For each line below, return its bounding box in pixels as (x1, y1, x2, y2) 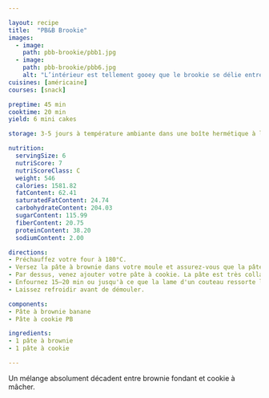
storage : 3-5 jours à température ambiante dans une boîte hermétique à (8, 130, 256, 138)
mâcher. (8, 382, 35, 392)
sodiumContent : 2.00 (15, 234, 84, 242)
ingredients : (8, 330, 52, 338)
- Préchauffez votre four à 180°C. (8, 256, 127, 264)
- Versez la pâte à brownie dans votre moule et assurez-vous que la (8, 263, 246, 271)
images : (8, 34, 34, 42)
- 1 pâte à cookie (8, 344, 70, 353)
